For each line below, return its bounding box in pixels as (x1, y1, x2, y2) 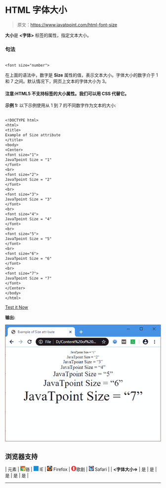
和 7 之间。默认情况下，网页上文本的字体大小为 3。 (5, 79, 110, 84)
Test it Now (5, 304, 29, 310)
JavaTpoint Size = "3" (5, 197, 52, 202)
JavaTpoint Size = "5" (5, 237, 52, 242)
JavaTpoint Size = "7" (5, 276, 52, 281)
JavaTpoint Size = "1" (5, 158, 52, 163)
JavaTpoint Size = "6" (5, 256, 52, 261)
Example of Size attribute (5, 133, 61, 138)
